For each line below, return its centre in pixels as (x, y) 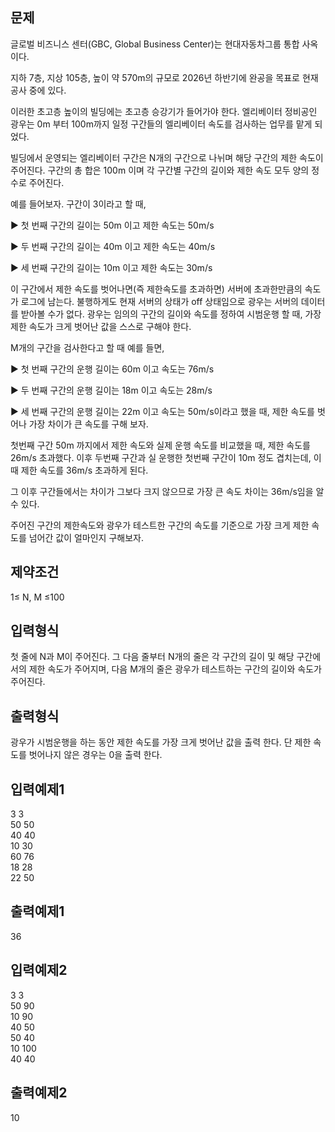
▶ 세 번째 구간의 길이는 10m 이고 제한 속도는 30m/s (111, 267)
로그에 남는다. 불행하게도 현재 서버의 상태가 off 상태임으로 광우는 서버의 (159, 301)
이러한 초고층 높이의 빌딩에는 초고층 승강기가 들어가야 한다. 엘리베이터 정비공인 (164, 111)
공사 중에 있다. (38, 90)
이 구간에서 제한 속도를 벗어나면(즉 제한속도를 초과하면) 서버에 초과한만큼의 (156, 289)
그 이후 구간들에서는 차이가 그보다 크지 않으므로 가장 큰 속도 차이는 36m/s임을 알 (167, 491)
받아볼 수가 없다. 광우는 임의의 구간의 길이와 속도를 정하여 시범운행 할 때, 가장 (171, 314)
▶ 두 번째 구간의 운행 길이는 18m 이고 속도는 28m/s (111, 390)
